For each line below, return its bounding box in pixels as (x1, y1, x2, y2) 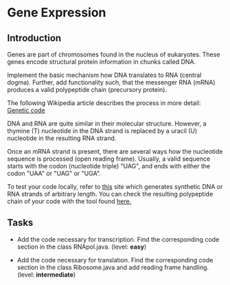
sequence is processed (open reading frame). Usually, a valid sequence (7, 155, 211, 163)
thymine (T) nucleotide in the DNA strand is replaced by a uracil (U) (7, 127, 198, 135)
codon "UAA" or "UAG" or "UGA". (7, 170, 102, 177)
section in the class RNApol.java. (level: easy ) (16, 242, 147, 251)
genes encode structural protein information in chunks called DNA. (7, 58, 196, 66)
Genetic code (7, 106, 46, 114)
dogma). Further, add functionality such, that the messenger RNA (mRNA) (7, 78, 216, 87)
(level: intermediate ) (16, 270, 76, 279)
